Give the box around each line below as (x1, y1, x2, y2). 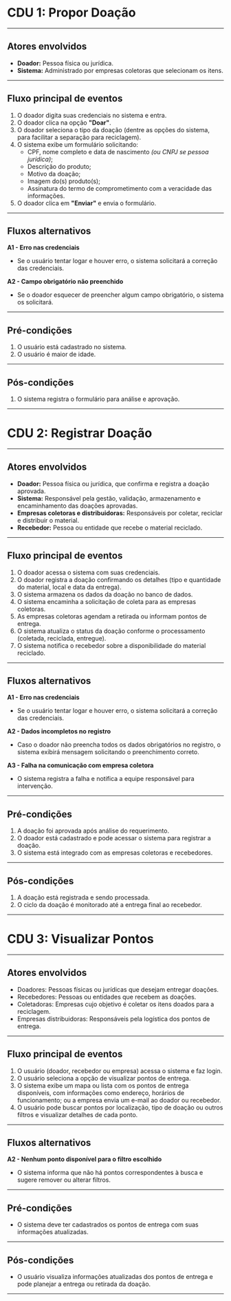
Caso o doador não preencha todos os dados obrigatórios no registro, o (16, 740, 221, 749)
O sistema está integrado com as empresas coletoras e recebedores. (16, 849, 213, 857)
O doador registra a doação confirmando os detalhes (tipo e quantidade (16, 575, 221, 583)
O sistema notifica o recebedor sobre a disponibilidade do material (16, 641, 206, 649)
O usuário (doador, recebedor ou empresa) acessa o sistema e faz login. (16, 1066, 223, 1075)
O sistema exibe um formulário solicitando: (16, 140, 139, 149)
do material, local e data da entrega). (16, 583, 122, 591)
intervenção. (16, 782, 54, 790)
